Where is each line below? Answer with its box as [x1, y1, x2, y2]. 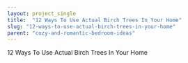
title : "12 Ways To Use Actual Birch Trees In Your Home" [7, 17, 182, 24]
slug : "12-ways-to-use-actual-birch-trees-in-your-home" [7, 23, 176, 30]
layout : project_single [7, 10, 77, 17]
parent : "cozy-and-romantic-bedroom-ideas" [7, 29, 136, 37]
